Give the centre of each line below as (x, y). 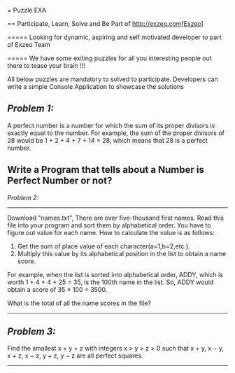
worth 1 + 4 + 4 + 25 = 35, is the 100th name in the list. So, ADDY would (111, 282)
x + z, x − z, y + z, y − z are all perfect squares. (75, 356)
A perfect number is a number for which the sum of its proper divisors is (111, 125)
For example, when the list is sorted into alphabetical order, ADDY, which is (115, 274)
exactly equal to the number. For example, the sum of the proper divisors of (116, 133)
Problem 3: (31, 332)
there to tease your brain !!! (46, 65)
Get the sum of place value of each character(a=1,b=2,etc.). (104, 246)
